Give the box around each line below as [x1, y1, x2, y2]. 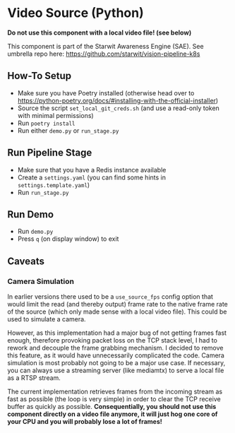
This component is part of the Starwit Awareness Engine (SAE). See [7, 42, 204, 50]
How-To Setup [7, 70, 72, 82]
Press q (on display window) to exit [17, 235, 119, 243]
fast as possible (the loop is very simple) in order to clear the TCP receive [7, 395, 221, 403]
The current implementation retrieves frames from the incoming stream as [7, 387, 223, 396]
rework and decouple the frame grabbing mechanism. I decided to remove [7, 344, 224, 352]
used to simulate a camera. [7, 315, 86, 324]
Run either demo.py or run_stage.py [17, 126, 119, 135]
